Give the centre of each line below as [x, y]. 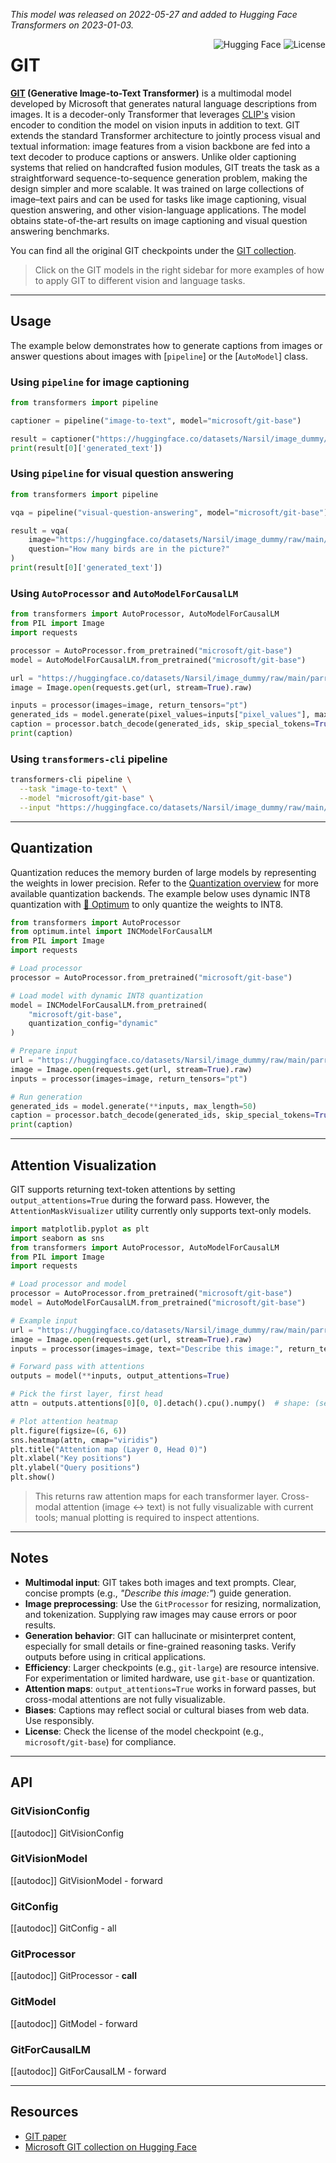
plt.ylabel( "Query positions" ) [75, 1468]
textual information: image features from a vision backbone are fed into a [160, 146]
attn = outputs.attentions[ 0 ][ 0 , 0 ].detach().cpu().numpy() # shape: [160, 1404]
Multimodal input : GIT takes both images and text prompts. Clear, [160, 1582]
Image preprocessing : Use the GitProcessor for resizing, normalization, [173, 1603]
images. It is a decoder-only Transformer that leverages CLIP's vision [153, 114]
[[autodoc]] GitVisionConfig [67, 1833]
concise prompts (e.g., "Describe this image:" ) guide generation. [158, 1593]
